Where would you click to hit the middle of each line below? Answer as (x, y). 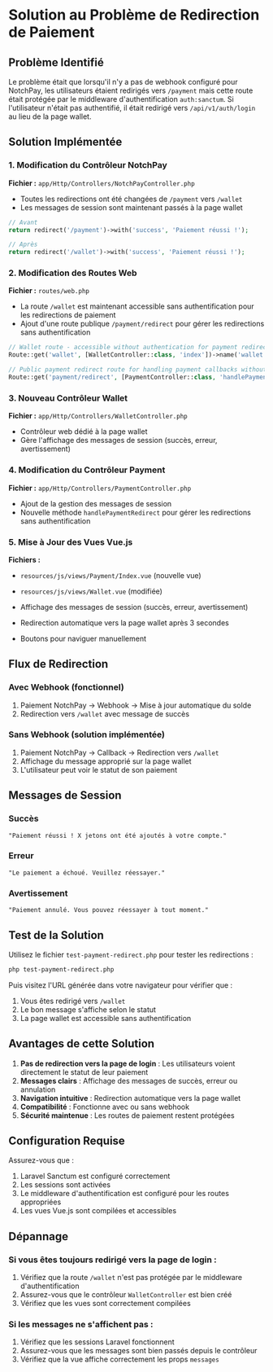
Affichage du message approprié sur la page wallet (106, 761)
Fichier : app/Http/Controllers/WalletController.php (98, 416)
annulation (38, 1089)
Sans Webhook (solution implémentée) (87, 734)
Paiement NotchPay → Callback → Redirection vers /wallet (119, 752)
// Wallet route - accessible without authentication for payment (123, 348)
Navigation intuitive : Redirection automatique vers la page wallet (130, 1098)
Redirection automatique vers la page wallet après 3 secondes (124, 622)
